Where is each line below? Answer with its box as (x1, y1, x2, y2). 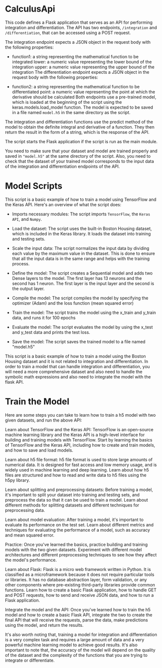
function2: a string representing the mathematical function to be (12, 83, 140, 89)
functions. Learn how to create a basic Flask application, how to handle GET (5, 587, 157, 593)
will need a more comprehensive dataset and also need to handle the (5, 369, 143, 375)
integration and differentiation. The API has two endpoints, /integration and (5, 24, 157, 30)
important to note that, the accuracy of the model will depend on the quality (5, 647, 156, 653)
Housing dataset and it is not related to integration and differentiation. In (5, 358, 148, 364)
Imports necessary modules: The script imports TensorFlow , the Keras (12, 211, 150, 217)
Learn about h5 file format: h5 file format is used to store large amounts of (5, 456, 153, 462)
